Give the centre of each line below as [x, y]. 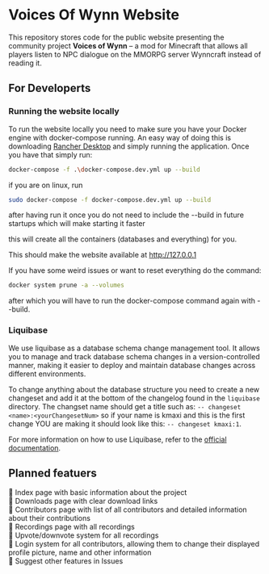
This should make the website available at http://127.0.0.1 [102, 255]
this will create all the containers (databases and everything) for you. [123, 239]
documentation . [35, 448]
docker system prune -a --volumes [67, 285]
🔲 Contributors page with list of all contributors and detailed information [128, 509]
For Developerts [50, 88]
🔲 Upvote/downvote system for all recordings [84, 535]
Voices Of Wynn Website [94, 15]
